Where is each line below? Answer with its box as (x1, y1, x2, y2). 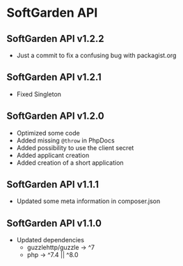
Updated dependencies (16, 236, 85, 244)
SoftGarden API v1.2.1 (6, 71, 102, 83)
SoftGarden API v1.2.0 (6, 110, 105, 122)
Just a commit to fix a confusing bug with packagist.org (16, 51, 177, 59)
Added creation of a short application (16, 158, 124, 167)
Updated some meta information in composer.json (16, 197, 161, 205)
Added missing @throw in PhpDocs (16, 136, 116, 145)
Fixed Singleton (16, 89, 62, 98)
